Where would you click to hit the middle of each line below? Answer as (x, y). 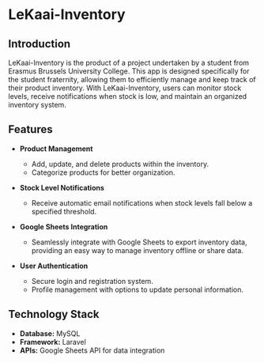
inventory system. (38, 105)
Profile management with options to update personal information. (137, 289)
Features (30, 129)
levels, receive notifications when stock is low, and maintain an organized (128, 96)
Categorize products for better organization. (103, 172)
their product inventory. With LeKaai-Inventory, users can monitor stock (125, 88)
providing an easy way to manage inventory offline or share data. (137, 250)
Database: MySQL (50, 333)
